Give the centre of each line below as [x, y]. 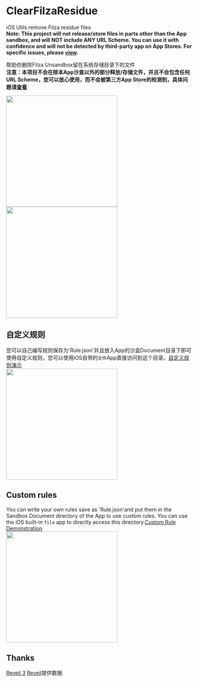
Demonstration [24, 528]
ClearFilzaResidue [52, 11]
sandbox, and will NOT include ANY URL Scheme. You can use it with [92, 40]
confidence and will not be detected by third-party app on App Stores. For [99, 46]
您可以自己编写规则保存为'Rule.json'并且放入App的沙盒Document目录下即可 [99, 350]
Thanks [20, 658]
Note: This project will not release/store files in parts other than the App [96, 33]
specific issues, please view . [42, 52]
